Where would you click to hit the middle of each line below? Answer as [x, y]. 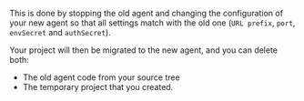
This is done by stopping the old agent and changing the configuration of [147, 13]
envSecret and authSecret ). [60, 32]
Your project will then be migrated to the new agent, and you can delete [144, 50]
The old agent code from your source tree [101, 77]
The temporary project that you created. [98, 87]
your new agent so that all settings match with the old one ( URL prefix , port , [152, 23]
